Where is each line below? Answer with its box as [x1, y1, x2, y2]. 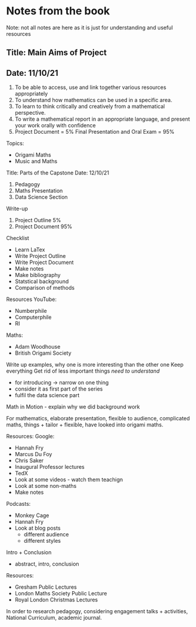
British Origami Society [14, 349, 71, 356]
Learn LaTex [14, 246, 45, 253]
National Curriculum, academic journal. [6, 614, 102, 622]
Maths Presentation [14, 187, 63, 195]
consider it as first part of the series [14, 385, 103, 392]
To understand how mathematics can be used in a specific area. [14, 97, 173, 104]
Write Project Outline [14, 253, 66, 260]
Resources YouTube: [6, 296, 57, 303]
